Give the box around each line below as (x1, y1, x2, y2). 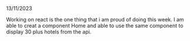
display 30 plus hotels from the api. (6, 28, 92, 35)
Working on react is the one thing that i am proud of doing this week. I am (6, 16, 184, 23)
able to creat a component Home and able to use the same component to (6, 23, 184, 29)
